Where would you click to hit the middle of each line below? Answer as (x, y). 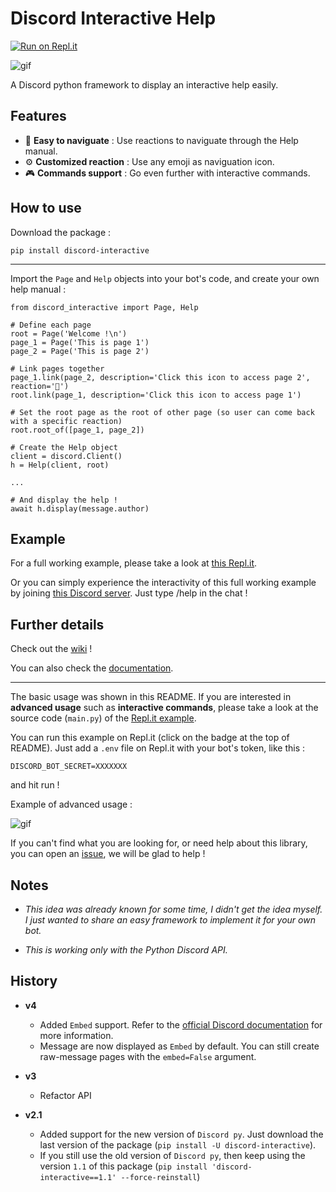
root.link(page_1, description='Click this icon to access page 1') (156, 395)
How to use (46, 208)
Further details (57, 624)
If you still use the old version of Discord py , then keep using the (172, 1155)
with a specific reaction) (66, 421)
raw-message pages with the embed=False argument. (148, 1056)
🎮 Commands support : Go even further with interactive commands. (167, 173)
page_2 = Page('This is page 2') (80, 351)
